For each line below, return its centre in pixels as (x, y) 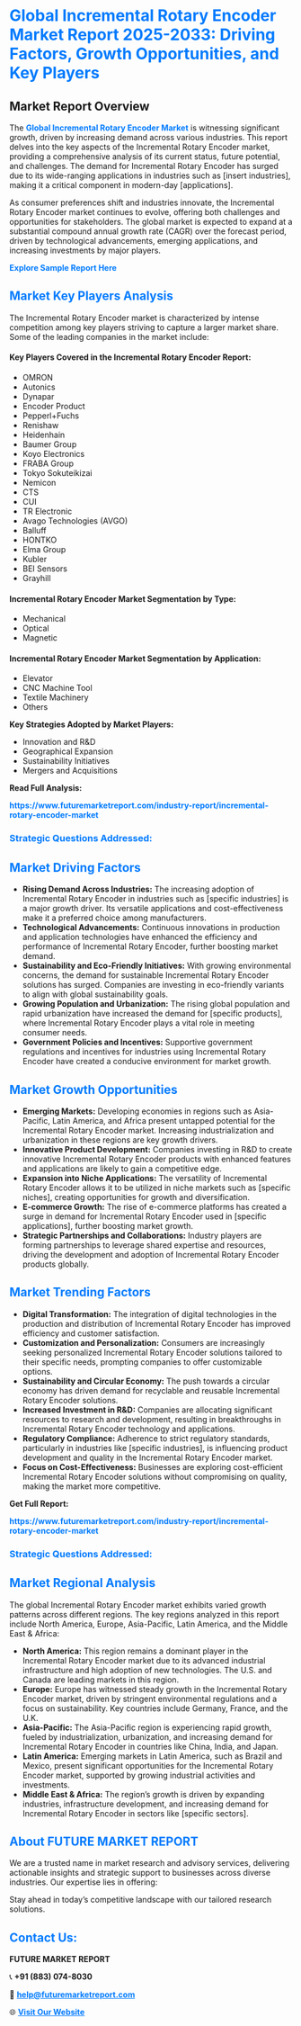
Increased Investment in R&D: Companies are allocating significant (147, 1410)
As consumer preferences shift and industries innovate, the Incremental (142, 202)
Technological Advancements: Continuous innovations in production (151, 928)
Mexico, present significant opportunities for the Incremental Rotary (148, 1765)
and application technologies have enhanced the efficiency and (140, 937)
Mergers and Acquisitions (70, 771)
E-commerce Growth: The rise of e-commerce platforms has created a (155, 1206)
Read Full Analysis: (46, 788)
